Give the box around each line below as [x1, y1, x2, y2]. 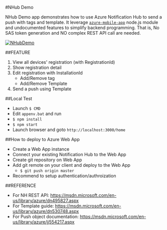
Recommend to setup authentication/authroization [12, 173, 116, 179]
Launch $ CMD [12, 105, 41, 111]
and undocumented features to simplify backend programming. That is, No [5, 25, 159, 31]
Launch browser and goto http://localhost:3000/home [12, 127, 125, 133]
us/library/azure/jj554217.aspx [12, 219, 75, 225]
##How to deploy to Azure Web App [5, 137, 80, 142]
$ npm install [12, 117, 42, 122]
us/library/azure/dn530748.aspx [12, 208, 79, 214]
